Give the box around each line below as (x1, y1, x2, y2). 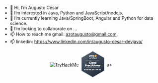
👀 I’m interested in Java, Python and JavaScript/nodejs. (9, 10, 123, 16)
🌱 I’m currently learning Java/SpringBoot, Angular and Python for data (9, 15, 154, 21)
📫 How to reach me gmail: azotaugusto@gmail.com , (9, 31, 118, 37)
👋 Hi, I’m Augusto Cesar (9, 5, 59, 10)
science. (9, 20, 28, 26)
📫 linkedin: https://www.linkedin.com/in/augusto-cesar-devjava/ (9, 39, 143, 44)
